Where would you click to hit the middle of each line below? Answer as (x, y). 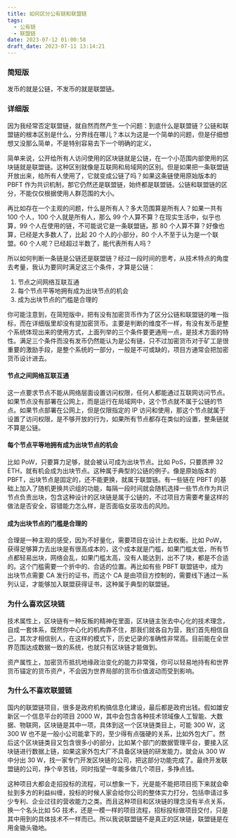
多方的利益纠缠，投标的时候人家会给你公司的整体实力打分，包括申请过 (121, 792)
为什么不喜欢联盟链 (40, 690)
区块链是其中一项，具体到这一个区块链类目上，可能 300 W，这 (135, 725)
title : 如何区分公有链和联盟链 (47, 14)
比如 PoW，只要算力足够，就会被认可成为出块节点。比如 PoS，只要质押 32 (115, 462)
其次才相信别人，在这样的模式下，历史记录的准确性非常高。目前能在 (118, 638)
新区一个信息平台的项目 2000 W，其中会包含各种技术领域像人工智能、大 (112, 716)
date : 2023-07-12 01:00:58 (47, 40)
